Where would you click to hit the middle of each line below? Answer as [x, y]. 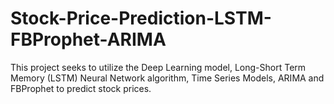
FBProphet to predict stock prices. [81, 88]
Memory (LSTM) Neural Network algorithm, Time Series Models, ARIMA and [167, 78]
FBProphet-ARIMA [88, 39]
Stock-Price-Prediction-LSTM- [141, 18]
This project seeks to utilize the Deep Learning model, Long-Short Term [158, 67]
